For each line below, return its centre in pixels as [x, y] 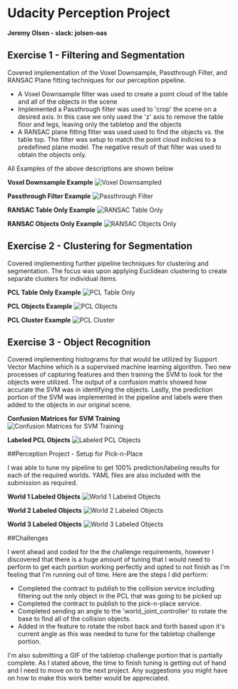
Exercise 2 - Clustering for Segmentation [100, 246]
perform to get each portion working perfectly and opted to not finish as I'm [119, 567]
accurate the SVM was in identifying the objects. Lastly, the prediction [110, 389]
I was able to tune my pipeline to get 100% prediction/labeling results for [114, 468]
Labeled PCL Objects [39, 440]
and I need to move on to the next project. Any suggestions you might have [118, 670]
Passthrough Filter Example [49, 196]
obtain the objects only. [52, 154]
